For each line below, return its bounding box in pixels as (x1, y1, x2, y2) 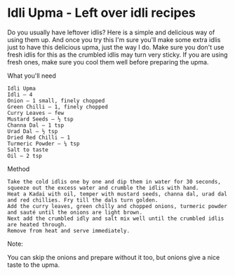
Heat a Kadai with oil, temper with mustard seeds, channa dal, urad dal (7, 191, 228, 198)
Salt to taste (7, 146, 49, 153)
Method (7, 165, 30, 173)
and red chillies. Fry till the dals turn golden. (7, 196, 159, 204)
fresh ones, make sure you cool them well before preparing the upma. (7, 57, 209, 66)
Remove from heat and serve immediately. (7, 227, 130, 234)
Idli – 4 (7, 91, 33, 98)
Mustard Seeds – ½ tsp (7, 116, 74, 123)
